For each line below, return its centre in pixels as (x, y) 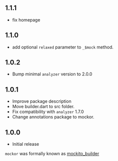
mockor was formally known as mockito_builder (52, 154)
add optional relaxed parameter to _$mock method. (63, 47)
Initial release (25, 144)
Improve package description (42, 101)
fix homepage (26, 20)
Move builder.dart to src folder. (43, 107)
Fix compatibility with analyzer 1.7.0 (48, 112)
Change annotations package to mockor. (53, 117)
